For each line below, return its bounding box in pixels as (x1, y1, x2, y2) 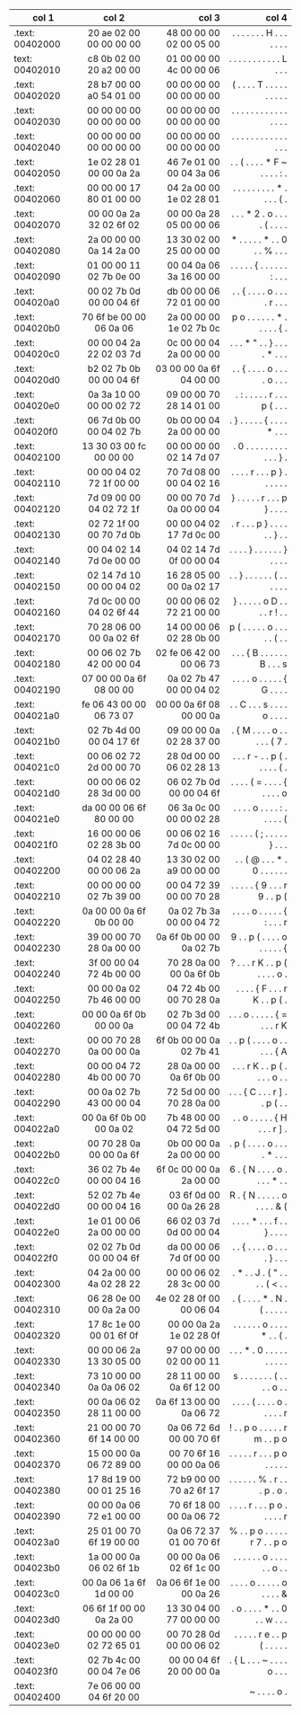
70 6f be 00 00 (82, 311, 147, 323)
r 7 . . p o (250, 1536, 288, 1548)
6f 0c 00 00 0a (156, 1163, 221, 1175)
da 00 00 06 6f (82, 801, 147, 814)
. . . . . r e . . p (234, 1628, 288, 1640)
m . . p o (254, 1433, 288, 1445)
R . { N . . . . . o (229, 1189, 288, 1201)
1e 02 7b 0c (168, 323, 221, 334)
